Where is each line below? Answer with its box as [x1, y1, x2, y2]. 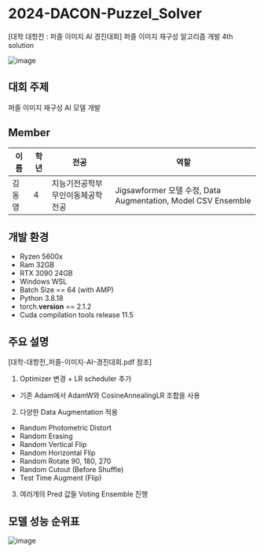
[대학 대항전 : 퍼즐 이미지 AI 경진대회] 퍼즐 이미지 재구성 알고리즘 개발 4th [8, 31, 233, 41]
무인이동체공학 [51, 189, 103, 200]
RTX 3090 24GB [19, 269, 73, 278]
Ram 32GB [19, 260, 55, 269]
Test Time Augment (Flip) [19, 473, 102, 483]
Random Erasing [19, 431, 73, 441]
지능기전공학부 [51, 178, 103, 189]
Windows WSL [19, 276, 68, 287]
